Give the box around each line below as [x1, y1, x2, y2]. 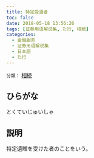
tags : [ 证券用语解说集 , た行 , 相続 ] [6, 26, 89, 32]
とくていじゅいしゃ [6, 108, 55, 115]
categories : [6, 32, 36, 38]
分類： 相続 [6, 71, 32, 79]
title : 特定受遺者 [6, 9, 49, 15]
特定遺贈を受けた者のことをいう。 [6, 145, 92, 153]
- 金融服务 [12, 37, 36, 43]
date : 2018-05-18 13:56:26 [6, 20, 75, 26]
